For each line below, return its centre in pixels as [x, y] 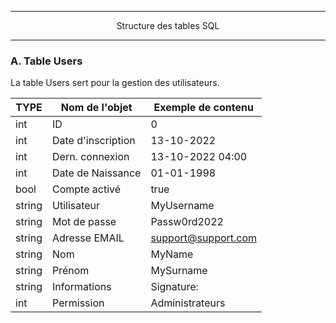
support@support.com [204, 238]
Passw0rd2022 [187, 222]
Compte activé [87, 189]
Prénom [71, 271]
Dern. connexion [91, 157]
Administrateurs [188, 303]
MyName [172, 254]
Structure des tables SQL [168, 25]
